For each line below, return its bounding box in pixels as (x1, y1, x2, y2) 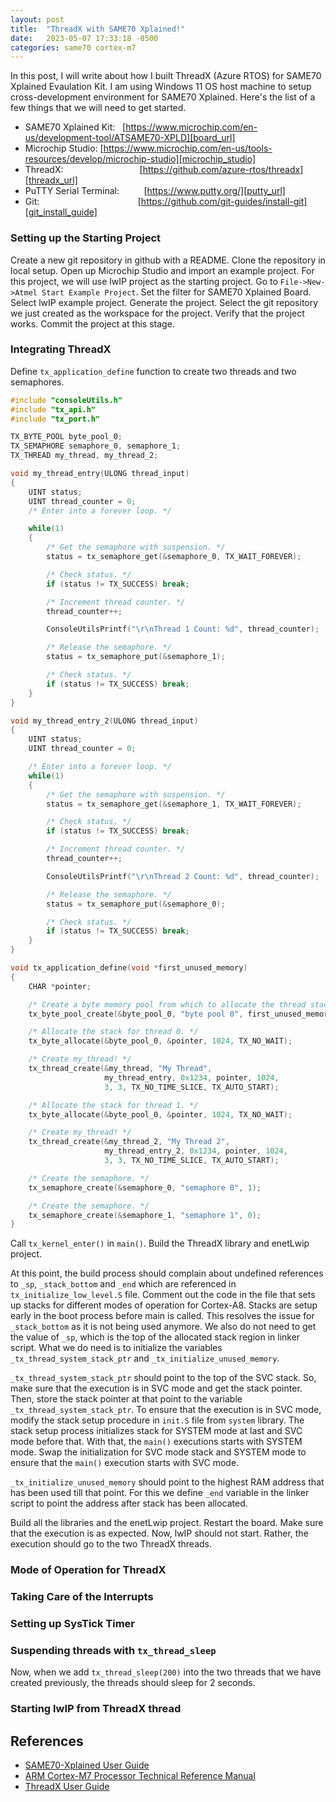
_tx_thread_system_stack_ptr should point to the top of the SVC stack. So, (10, 1372, 317, 1384)
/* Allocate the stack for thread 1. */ (28, 1100, 199, 1110)
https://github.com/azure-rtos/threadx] (142, 164, 304, 176)
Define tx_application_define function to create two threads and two (10, 365, 297, 377)
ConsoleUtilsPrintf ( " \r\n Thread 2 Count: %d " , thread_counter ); (46, 871, 320, 881)
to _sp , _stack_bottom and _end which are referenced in (10, 1278, 237, 1290)
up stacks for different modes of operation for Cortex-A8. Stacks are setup (10, 1299, 318, 1311)
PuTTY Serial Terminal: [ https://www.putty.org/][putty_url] (24, 185, 286, 197)
